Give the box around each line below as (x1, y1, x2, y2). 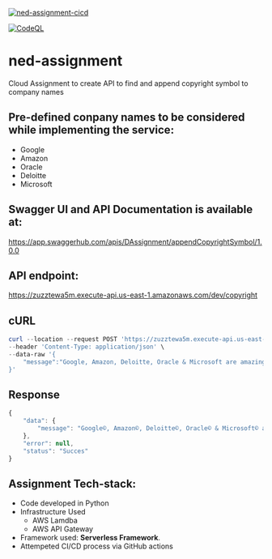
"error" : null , (23, 439, 74, 447)
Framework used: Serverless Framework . (19, 533, 160, 543)
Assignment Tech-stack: (8, 476, 136, 490)
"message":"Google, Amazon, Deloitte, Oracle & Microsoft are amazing (23, 357, 266, 366)
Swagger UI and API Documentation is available (8, 203, 253, 216)
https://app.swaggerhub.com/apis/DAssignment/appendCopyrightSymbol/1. (8, 237, 263, 246)
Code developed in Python (19, 498, 109, 508)
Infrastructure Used (19, 507, 87, 517)
